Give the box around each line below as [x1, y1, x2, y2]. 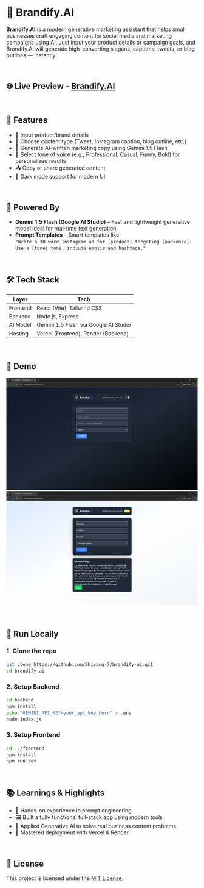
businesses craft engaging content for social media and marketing [6, 32, 172, 39]
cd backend [6, 696, 34, 703]
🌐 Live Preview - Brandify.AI [6, 81, 115, 91]
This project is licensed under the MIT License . [6, 875, 124, 882]
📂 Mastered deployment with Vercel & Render [15, 829, 129, 836]
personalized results [15, 157, 66, 164]
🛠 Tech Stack [6, 274, 59, 285]
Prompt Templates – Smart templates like [15, 231, 120, 238]
